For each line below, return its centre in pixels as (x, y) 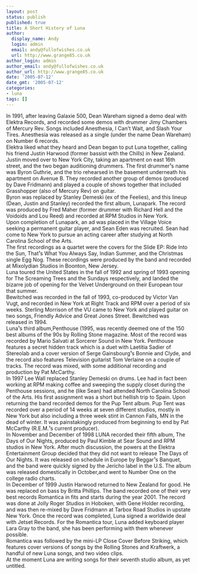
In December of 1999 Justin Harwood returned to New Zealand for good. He (98, 484)
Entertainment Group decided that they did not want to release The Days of (97, 453)
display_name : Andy (35, 39)
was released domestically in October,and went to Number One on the (91, 472)
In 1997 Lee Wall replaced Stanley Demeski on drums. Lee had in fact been (96, 378)
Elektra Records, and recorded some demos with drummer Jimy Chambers (96, 122)
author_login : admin (31, 61)
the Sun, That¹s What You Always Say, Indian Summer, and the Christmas (95, 253)
